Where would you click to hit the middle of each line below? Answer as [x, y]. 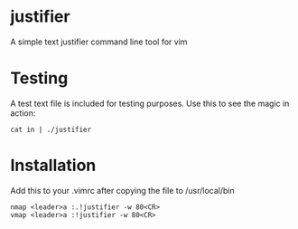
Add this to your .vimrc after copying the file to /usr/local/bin [123, 190]
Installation [53, 166]
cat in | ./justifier [51, 129]
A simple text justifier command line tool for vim [99, 42]
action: [23, 113]
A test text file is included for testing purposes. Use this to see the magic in [150, 103]
